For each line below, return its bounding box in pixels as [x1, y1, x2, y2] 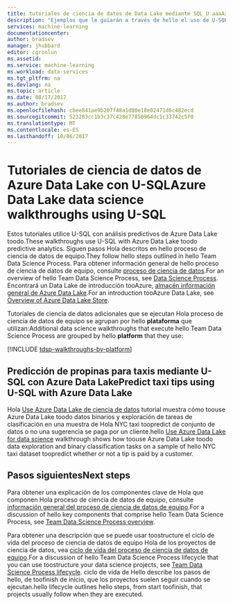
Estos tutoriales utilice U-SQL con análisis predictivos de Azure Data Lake [7, 230, 218, 238]
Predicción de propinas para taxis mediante [7, 365, 199, 377]
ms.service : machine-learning [7, 62, 95, 69]
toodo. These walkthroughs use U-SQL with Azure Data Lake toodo [7, 237, 198, 246]
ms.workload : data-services [7, 68, 89, 75]
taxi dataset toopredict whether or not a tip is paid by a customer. [7, 450, 194, 458]
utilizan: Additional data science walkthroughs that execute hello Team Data [7, 324, 222, 333]
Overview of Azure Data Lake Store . [7, 296, 110, 305]
